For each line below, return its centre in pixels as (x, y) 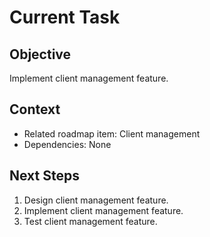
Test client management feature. (90, 221)
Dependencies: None (67, 144)
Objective (40, 54)
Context (35, 109)
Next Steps (44, 176)
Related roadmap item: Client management (112, 133)
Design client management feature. (96, 200)
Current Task (65, 17)
